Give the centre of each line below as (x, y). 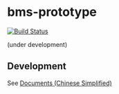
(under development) (37, 44)
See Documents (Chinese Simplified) (59, 83)
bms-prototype (52, 12)
